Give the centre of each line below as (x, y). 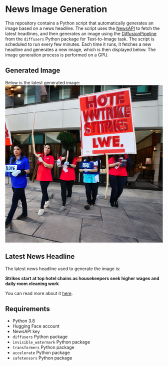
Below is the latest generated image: (43, 82)
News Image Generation (56, 9)
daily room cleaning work (32, 284)
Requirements (27, 309)
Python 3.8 (23, 321)
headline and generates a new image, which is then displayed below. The (80, 49)
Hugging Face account (36, 326)
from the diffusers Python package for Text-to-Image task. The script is (80, 39)
